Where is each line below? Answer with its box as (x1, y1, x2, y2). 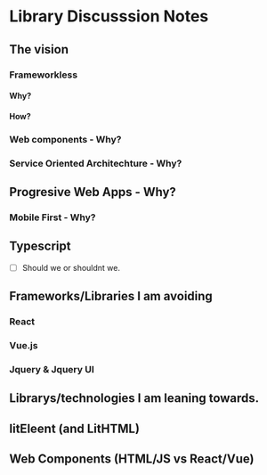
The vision (9, 42, 69, 57)
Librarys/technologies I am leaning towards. (9, 390, 260, 406)
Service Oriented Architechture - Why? (9, 157, 182, 169)
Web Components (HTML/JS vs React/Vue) (9, 452, 255, 467)
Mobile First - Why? (9, 211, 96, 224)
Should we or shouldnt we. (21, 262, 121, 273)
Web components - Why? (9, 133, 122, 145)
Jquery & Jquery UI (9, 363, 95, 375)
